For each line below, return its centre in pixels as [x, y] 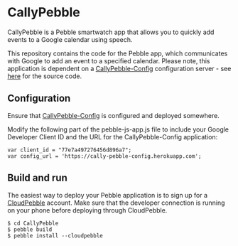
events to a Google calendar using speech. [70, 39]
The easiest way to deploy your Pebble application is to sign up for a [108, 195]
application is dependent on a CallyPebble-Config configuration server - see [119, 68]
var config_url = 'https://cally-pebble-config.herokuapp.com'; [104, 156]
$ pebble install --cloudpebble [55, 235]
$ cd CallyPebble [33, 223]
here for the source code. [45, 76]
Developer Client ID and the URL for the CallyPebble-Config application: [113, 137]
